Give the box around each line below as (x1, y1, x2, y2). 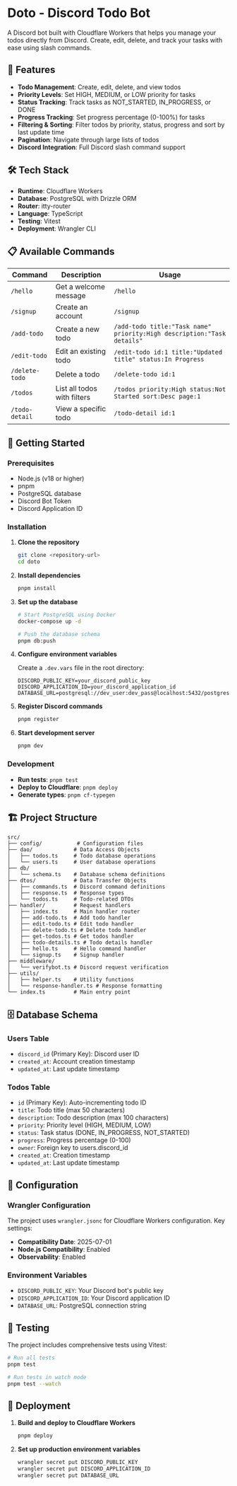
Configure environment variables (17, 650, 118, 659)
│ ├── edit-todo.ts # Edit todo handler (7, 921, 134, 928)
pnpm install (17, 585, 56, 592)
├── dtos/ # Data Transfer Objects (7, 877, 147, 885)
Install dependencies (17, 571, 81, 580)
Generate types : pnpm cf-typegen (17, 790, 116, 799)
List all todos (55, 384, 97, 393)
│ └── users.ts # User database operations (7, 858, 157, 866)
